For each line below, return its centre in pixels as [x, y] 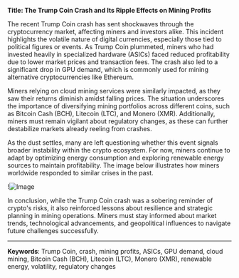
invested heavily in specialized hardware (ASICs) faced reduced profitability [118, 54]
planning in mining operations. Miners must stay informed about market [112, 216]
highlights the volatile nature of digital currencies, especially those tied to [115, 39]
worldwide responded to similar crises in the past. [81, 173]
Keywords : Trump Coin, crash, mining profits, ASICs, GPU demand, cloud [115, 251]
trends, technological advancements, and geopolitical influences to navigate [119, 223]
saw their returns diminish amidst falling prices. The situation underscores [116, 98]
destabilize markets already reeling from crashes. [80, 129]
